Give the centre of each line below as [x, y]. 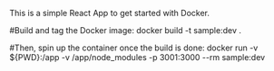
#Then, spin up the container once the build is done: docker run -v [134, 48]
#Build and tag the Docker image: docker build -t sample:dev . [126, 30]
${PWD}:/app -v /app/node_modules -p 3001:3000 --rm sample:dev [137, 57]
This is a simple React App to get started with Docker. [110, 13]
